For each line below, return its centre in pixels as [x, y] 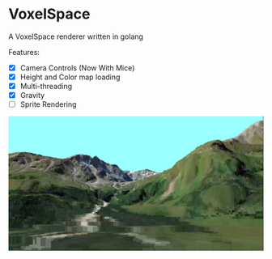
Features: [24, 52]
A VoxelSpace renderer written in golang [76, 36]
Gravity [32, 96]
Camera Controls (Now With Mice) [77, 68]
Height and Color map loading [70, 77]
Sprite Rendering [48, 104]
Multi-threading [46, 87]
